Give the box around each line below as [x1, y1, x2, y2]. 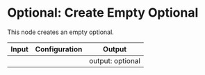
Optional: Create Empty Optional [7, 5, 199, 21]
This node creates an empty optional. [7, 28, 115, 36]
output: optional [89, 56, 141, 65]
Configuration [35, 44, 83, 53]
